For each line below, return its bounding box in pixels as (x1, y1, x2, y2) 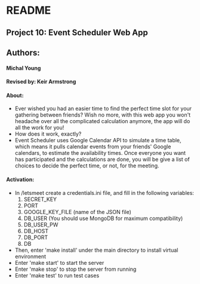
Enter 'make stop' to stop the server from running (14, 265, 137, 273)
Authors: (6, 47, 40, 57)
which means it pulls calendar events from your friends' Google (14, 143, 171, 150)
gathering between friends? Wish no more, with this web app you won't (14, 111, 191, 118)
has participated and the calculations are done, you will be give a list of (14, 156, 190, 163)
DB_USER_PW (23, 221, 59, 228)
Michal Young (6, 64, 41, 72)
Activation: (6, 176, 35, 183)
